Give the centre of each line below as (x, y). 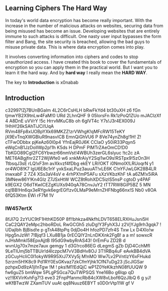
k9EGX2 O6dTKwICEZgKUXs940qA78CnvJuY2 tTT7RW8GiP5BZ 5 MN (78, 184)
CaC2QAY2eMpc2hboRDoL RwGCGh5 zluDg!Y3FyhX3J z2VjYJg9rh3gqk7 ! (83, 224)
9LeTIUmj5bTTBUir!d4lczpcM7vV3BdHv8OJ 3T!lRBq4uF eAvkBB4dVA (78, 251)
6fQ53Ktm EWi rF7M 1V (30, 195)
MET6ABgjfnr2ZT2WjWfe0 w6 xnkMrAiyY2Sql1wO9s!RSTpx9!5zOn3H (77, 158)
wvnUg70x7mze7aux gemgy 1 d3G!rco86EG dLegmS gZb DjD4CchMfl (78, 245)
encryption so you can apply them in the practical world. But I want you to (81, 67)
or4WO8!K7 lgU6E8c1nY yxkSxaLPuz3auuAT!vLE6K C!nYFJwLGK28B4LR (81, 169)
